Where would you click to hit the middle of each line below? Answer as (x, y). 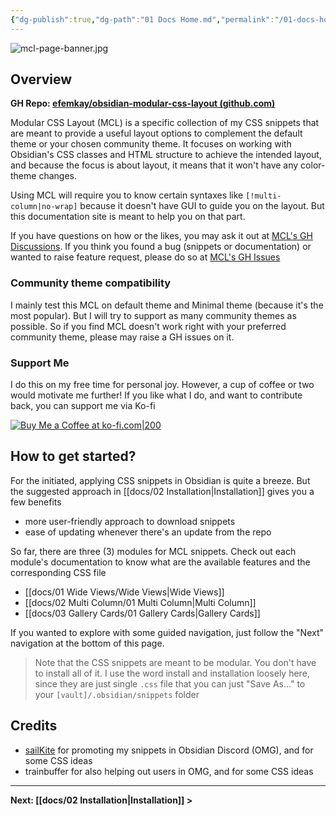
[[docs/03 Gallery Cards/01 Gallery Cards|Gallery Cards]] (142, 613)
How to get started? (73, 456)
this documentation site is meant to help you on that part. (128, 217)
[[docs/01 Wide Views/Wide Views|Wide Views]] (124, 592)
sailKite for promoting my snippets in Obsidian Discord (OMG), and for (169, 750)
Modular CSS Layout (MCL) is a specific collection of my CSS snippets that (165, 123)
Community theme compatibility (91, 283)
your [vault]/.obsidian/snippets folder (117, 694)
